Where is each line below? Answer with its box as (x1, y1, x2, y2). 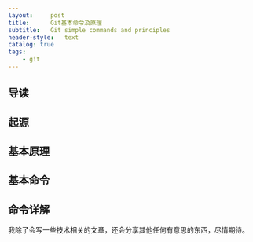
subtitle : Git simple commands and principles (8, 26, 170, 34)
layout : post (8, 11, 65, 20)
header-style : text (8, 33, 79, 42)
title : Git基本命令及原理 (8, 19, 102, 27)
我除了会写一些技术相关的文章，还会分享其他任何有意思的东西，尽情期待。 (8, 225, 249, 235)
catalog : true (8, 41, 55, 49)
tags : (8, 48, 26, 56)
